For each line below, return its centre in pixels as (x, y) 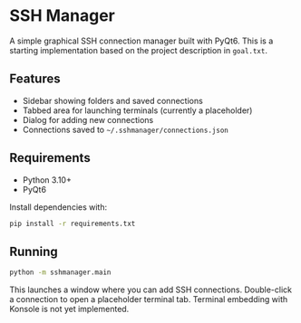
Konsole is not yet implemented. (69, 309)
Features (35, 79)
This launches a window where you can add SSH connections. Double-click (151, 290)
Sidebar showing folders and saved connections (113, 100)
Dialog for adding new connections (88, 119)
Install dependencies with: (58, 207)
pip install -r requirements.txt (73, 223)
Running (34, 251)
